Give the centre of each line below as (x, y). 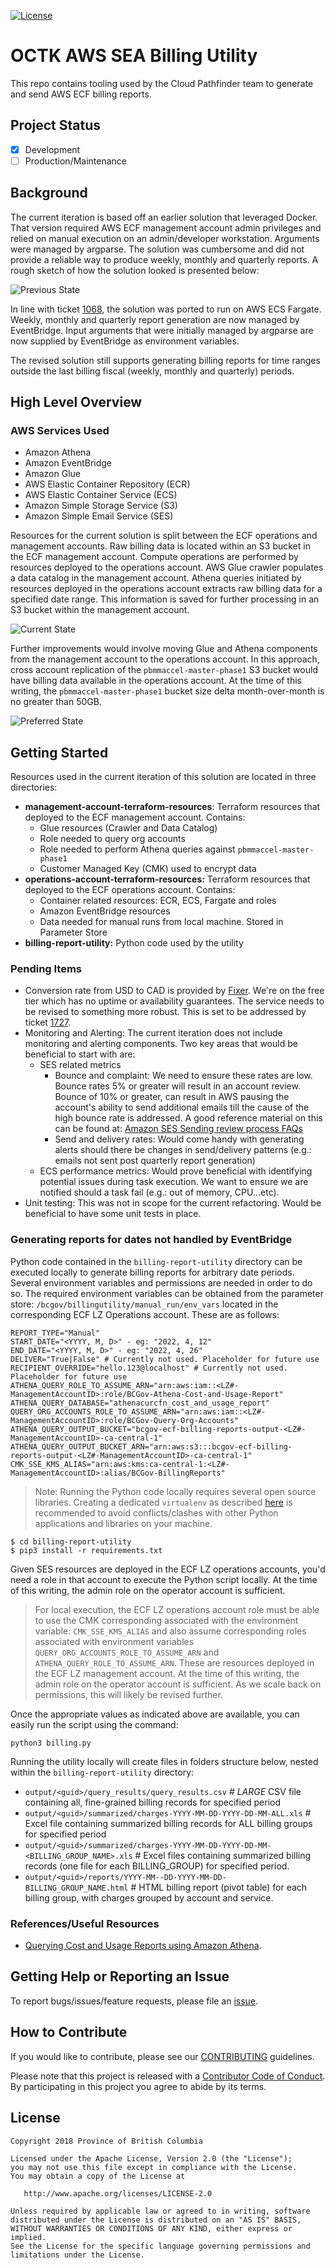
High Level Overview (76, 402)
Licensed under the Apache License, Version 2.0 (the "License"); (151, 2158)
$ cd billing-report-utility (71, 1541)
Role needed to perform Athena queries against (137, 849)
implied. (28, 2237)
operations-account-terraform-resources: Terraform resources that (167, 879)
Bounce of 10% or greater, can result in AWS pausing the (172, 1097)
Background (49, 193)
